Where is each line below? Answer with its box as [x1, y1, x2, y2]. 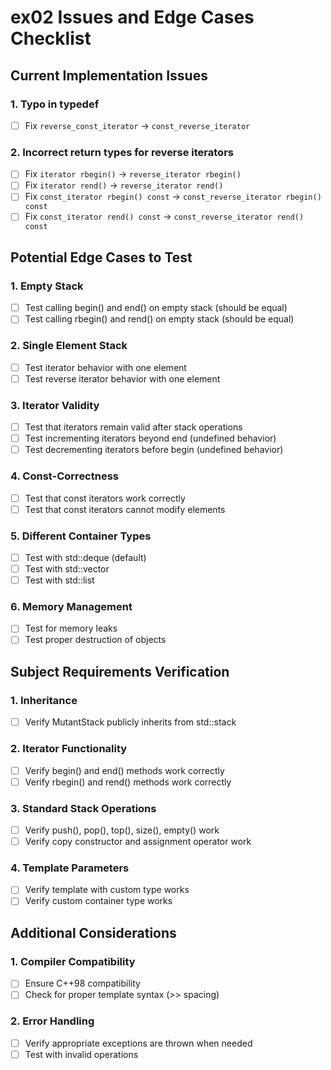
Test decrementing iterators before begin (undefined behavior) [24, 444, 284, 456]
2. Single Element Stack [10, 339, 128, 353]
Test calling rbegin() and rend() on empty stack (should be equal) [24, 313, 295, 325]
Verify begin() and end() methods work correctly [24, 764, 225, 776]
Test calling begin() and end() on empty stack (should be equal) [24, 302, 288, 314]
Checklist [10, 27, 92, 50]
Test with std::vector [24, 562, 110, 575]
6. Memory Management [10, 600, 133, 614]
